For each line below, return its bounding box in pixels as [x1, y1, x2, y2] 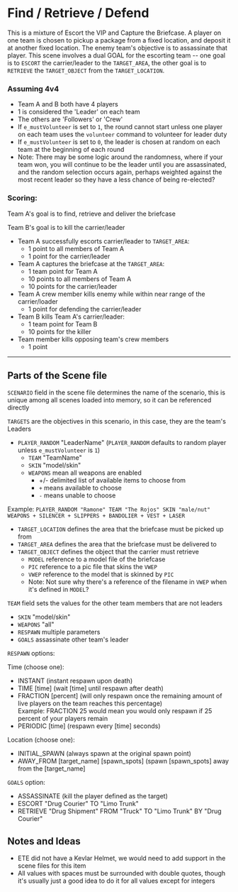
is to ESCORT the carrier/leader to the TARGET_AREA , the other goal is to [7, 58, 207, 67]
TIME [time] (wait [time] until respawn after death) [17, 684, 164, 693]
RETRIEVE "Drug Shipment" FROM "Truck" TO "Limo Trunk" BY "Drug [17, 807, 222, 815]
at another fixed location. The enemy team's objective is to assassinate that [7, 43, 228, 52]
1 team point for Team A [28, 267, 98, 275]
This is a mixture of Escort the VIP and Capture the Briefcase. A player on [7, 28, 222, 37]
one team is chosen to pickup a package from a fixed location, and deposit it [7, 35, 231, 44]
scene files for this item [17, 861, 86, 870]
